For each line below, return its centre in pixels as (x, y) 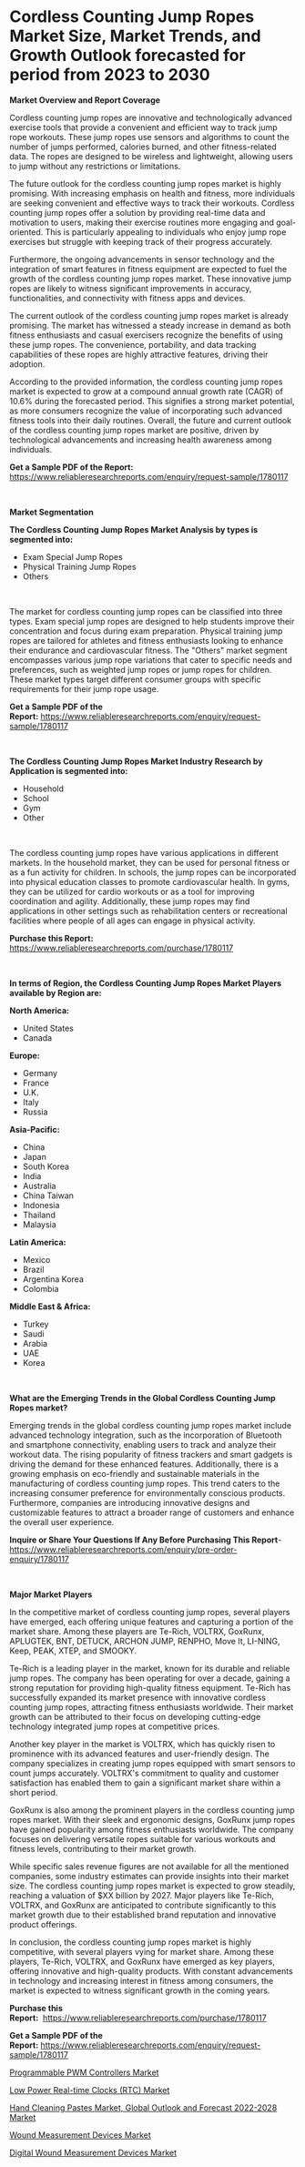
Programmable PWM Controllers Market (84, 2072)
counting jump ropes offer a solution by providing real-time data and (137, 212)
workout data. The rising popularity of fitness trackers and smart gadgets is (151, 1454)
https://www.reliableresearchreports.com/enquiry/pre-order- (123, 1549)
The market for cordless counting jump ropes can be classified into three (146, 611)
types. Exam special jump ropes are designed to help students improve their (152, 621)
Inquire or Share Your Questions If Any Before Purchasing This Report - (146, 1540)
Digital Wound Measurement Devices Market (93, 2152)
